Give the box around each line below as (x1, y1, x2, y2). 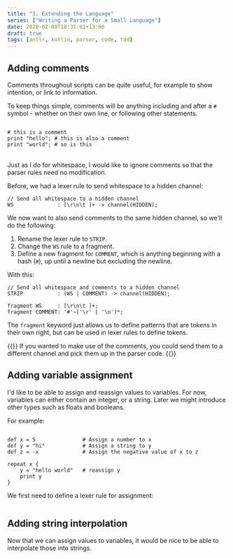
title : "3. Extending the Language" (7, 10, 114, 17)
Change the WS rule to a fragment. (17, 242, 115, 250)
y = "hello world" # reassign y (20, 467, 120, 474)
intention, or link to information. (7, 88, 98, 97)
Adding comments (7, 62, 90, 74)
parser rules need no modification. (7, 168, 107, 176)
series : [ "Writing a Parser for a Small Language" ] (7, 17, 161, 24)
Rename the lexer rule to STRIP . (17, 234, 107, 243)
